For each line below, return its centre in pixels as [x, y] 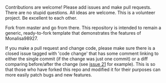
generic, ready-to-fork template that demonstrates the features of [73, 33]
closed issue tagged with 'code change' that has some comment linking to [82, 53]
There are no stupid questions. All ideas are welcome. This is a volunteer [80, 13]
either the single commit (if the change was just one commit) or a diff [76, 59]
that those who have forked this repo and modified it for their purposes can [83, 69]
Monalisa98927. [22, 38]
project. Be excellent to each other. [41, 18]
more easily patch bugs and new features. [49, 75]
